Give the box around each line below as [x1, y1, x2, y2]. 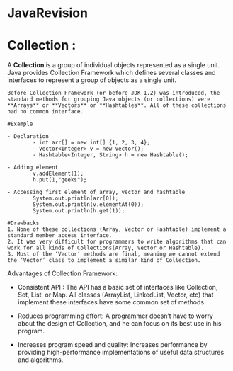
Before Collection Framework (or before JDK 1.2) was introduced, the [7, 90, 220, 97]
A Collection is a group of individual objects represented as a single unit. [7, 61, 220, 69]
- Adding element [7, 164, 59, 171]
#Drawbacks [7, 219, 40, 227]
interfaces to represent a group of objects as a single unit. [7, 76, 177, 84]
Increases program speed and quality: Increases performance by [17, 341, 208, 349]
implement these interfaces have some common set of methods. [17, 298, 206, 307]
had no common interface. [7, 108, 84, 115]
